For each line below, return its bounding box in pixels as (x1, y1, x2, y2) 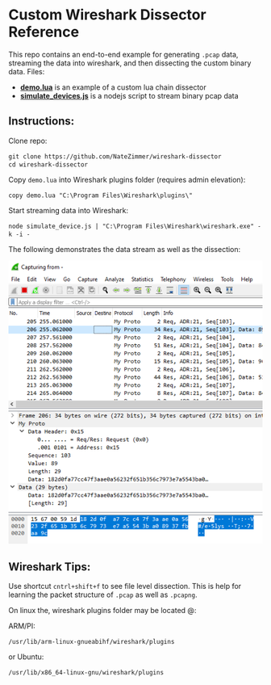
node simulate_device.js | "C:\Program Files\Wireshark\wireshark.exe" (8, 222, 254, 230)
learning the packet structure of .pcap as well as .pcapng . (8, 590, 198, 599)
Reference (8, 23, 79, 41)
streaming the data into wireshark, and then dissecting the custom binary (8, 58, 252, 68)
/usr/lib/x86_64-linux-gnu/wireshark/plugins (8, 669, 164, 677)
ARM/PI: (8, 621, 36, 631)
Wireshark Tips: (8, 560, 91, 574)
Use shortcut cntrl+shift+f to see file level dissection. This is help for (8, 582, 242, 591)
